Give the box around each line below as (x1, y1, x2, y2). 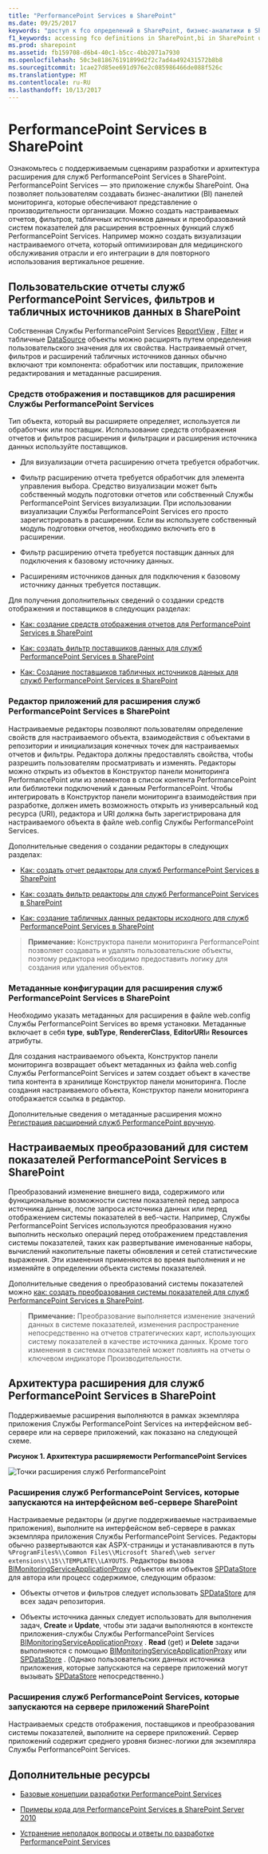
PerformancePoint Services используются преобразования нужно (8, 1220, 232, 1230)
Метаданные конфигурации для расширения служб (8, 982, 223, 994)
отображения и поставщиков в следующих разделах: (8, 604, 191, 614)
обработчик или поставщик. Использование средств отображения (8, 425, 237, 435)
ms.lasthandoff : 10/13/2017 (8, 85, 102, 94)
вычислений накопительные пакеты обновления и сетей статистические (8, 1246, 258, 1255)
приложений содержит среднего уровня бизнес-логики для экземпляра (8, 1737, 257, 1746)
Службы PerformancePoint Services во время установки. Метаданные (8, 1019, 246, 1029)
